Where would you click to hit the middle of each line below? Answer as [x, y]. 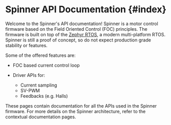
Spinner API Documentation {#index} [86, 9]
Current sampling [39, 85]
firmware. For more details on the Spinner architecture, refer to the [76, 111]
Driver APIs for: [29, 75]
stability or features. [26, 45]
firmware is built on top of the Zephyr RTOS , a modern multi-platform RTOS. [85, 34]
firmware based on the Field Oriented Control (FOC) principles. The [76, 29]
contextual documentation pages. [41, 117]
